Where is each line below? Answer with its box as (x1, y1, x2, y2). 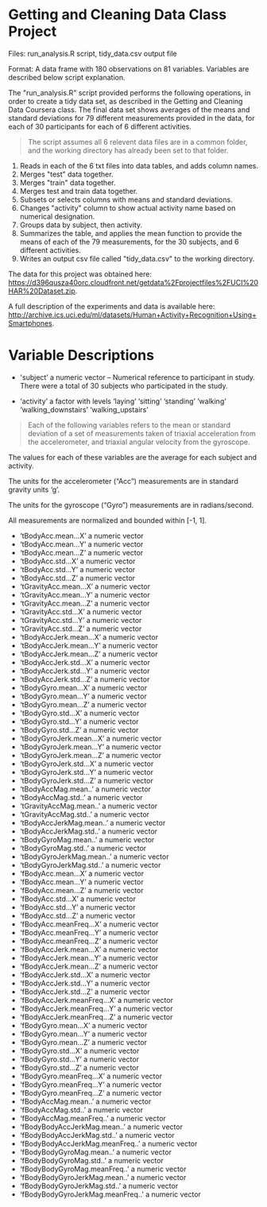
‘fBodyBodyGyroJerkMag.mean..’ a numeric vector (19, 1172, 187, 1182)
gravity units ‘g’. (8, 485, 60, 494)
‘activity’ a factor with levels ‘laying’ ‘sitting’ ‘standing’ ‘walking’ (19, 396, 226, 406)
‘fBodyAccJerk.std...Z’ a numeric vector (19, 987, 151, 996)
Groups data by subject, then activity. (19, 220, 143, 230)
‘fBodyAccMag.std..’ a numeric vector (19, 1104, 144, 1114)
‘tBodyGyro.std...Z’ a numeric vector (19, 725, 139, 734)
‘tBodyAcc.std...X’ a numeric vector (19, 556, 136, 566)
